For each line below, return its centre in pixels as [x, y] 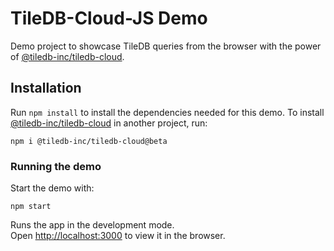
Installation [46, 88]
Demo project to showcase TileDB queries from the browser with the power [166, 46]
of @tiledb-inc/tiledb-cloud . [67, 56]
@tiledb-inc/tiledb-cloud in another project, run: [109, 123]
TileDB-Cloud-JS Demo [109, 18]
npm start [31, 207]
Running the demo [56, 166]
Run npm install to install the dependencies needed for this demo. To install [167, 112]
